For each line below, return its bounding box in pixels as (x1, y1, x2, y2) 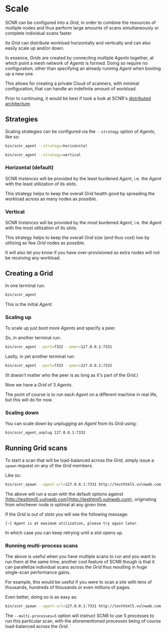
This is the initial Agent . (5, 301, 53, 307)
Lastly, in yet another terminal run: (5, 353, 76, 359)
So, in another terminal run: (5, 335, 61, 341)
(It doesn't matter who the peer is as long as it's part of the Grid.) (5, 372, 138, 378)
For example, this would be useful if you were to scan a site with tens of (5, 579, 152, 585)
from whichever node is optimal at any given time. (5, 501, 108, 507)
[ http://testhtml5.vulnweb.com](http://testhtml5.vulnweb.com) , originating (5, 496, 157, 502)
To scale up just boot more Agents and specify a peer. (5, 325, 116, 331)
